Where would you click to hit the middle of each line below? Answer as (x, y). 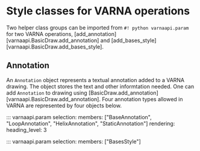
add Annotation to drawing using (47, 93)
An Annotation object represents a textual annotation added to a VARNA (95, 80)
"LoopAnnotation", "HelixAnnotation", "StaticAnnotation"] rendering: (91, 123)
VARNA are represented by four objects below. (64, 105)
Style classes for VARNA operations (98, 11)
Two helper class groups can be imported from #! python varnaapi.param (98, 28)
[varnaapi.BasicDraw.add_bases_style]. (55, 47)
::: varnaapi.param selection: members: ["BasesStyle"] (74, 141)
